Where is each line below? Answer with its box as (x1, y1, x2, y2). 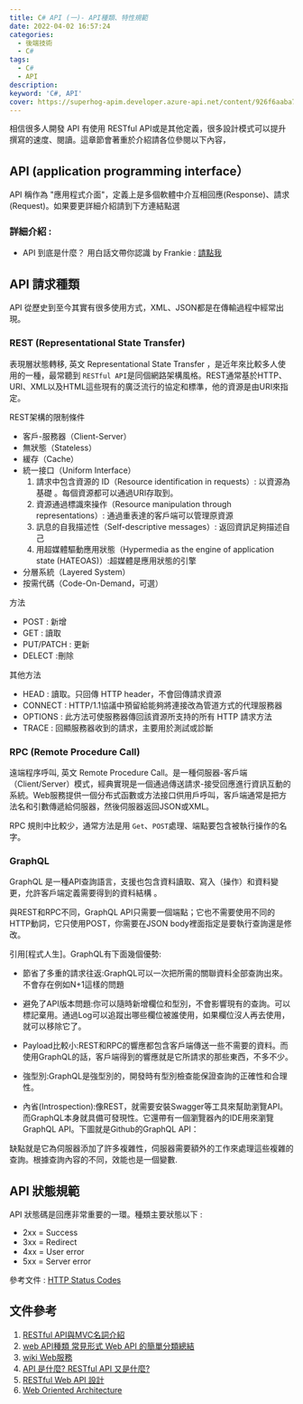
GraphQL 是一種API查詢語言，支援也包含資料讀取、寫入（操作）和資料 (9, 876, 271, 887)
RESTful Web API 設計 (22, 1374, 106, 1385)
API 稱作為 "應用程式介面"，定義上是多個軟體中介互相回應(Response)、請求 (9, 189, 290, 200)
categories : (9, 30, 54, 39)
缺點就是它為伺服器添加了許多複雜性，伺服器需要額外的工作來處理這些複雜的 (9, 1143, 294, 1154)
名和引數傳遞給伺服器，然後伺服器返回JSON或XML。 (16, 801, 215, 812)
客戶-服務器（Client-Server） (22, 430, 133, 441)
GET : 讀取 (22, 627, 61, 638)
